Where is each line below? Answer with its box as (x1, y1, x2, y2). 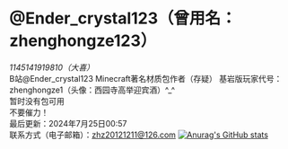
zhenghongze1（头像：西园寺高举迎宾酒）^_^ (9, 84, 176, 95)
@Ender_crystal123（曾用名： (9, 8, 237, 29)
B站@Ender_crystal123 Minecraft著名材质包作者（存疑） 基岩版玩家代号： (9, 73, 283, 83)
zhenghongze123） (9, 31, 157, 51)
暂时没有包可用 (9, 95, 65, 106)
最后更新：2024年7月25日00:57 (9, 118, 127, 128)
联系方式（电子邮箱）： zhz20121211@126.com (9, 129, 177, 140)
